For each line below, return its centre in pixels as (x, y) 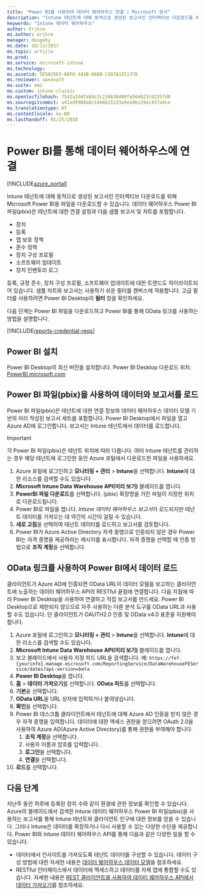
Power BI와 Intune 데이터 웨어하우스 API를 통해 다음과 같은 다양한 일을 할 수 (105, 834)
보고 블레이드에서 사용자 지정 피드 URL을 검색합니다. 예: (82, 657)
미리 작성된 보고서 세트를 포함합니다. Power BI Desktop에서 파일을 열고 (103, 418)
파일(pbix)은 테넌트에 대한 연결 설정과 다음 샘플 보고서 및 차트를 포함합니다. (96, 212)
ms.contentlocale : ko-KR (38, 114)
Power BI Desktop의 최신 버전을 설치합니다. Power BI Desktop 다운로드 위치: (99, 367)
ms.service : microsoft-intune (45, 63)
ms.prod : (18, 57)
